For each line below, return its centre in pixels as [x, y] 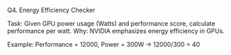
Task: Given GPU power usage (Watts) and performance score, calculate [111, 23]
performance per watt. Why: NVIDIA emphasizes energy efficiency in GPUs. [116, 31]
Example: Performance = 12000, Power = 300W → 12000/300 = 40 [104, 44]
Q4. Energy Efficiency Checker [51, 10]
